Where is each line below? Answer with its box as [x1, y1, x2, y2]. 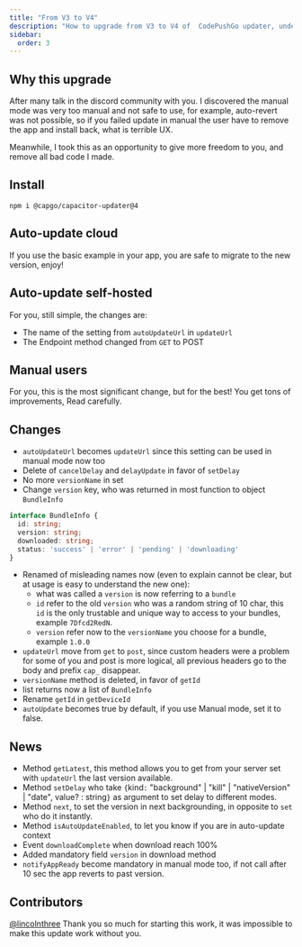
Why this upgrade [9, 71, 112, 87]
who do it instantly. [22, 811, 93, 822]
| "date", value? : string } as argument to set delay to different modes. [22, 792, 277, 803]
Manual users [9, 362, 88, 378]
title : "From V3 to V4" [9, 13, 99, 23]
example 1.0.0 [35, 636, 91, 647]
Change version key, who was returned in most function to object [22, 484, 266, 496]
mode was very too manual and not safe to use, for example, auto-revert [9, 105, 278, 116]
